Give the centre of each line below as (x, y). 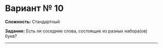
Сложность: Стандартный (33, 22)
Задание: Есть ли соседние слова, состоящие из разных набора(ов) (76, 31)
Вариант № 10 (34, 8)
